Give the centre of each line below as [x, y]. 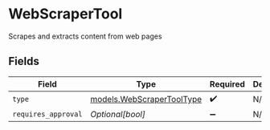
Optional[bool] [118, 114]
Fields [24, 61]
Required [227, 83]
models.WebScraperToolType [146, 100]
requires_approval [47, 114]
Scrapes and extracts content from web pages [85, 36]
